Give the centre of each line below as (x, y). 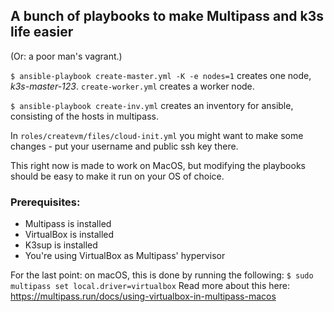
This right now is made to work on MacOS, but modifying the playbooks (158, 165)
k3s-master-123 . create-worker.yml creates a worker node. (132, 86)
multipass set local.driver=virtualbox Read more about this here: (150, 286)
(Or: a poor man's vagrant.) (66, 56)
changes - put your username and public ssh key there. (124, 146)
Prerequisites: (45, 202)
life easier (42, 32)
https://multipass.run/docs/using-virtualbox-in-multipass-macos (143, 296)
